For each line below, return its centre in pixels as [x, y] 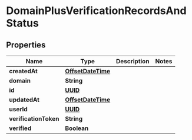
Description [133, 61]
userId [18, 109]
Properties [26, 45]
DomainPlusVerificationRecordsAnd [96, 11]
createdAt [24, 71]
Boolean [77, 128]
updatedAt [24, 100]
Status [23, 23]
